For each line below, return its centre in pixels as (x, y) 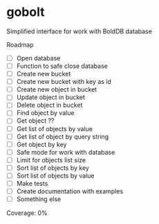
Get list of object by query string (63, 137)
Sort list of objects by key (53, 168)
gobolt (26, 12)
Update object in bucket (51, 97)
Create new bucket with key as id (64, 82)
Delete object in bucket (49, 105)
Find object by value (45, 113)
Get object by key (41, 144)
